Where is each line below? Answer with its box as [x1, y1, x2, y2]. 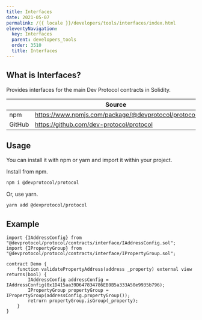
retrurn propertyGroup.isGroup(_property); [28, 298, 138, 304]
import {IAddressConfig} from [6, 235, 82, 241]
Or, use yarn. [6, 190, 38, 198]
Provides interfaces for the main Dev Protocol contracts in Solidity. [6, 86, 171, 93]
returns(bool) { [6, 271, 47, 277]
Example [6, 219, 40, 229]
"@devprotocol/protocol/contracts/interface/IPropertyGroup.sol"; [6, 250, 176, 256]
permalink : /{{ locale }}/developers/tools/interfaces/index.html [6, 20, 176, 26]
